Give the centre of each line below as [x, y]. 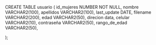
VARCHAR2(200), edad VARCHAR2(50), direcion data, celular [67, 17]
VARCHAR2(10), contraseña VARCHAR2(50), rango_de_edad [66, 22]
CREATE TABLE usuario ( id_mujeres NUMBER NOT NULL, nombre [72, 7]
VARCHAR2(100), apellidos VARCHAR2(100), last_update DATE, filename [78, 12]
